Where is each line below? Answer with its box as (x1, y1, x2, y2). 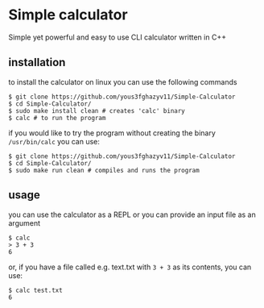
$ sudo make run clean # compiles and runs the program (8, 166, 200, 174)
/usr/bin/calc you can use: (8, 136, 101, 146)
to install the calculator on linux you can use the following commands (8, 77, 237, 86)
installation (8, 56, 66, 69)
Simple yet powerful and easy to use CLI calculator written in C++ (8, 32, 227, 42)
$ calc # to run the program (8, 114, 106, 122)
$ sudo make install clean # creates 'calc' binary (8, 106, 185, 114)
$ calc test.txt (8, 286, 63, 294)
